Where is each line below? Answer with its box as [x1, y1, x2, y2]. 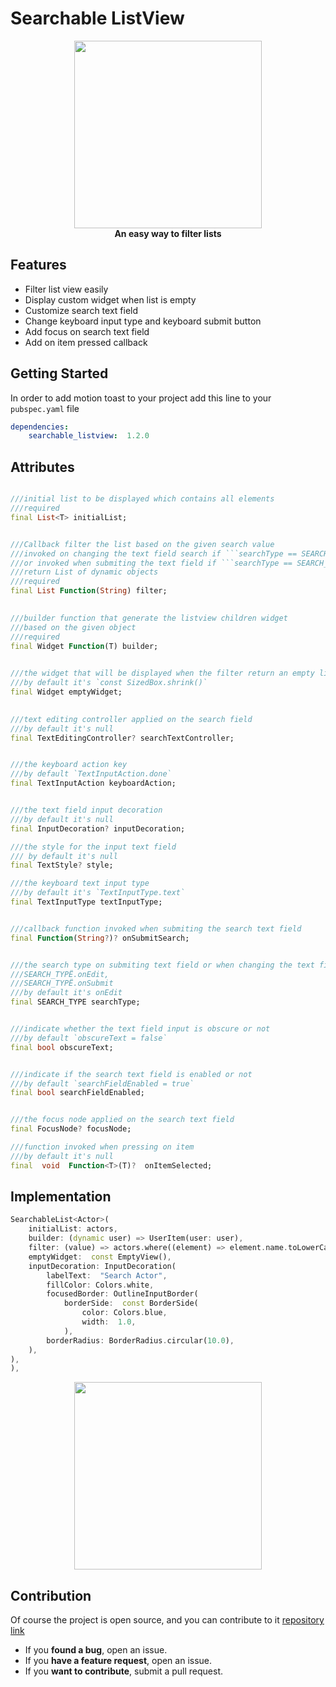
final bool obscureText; [10, 1042, 114, 1052]
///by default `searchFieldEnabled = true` [10, 1078, 195, 1089]
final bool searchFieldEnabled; [10, 1088, 145, 1098]
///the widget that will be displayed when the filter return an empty [10, 668, 315, 679]
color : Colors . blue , [81, 1308, 168, 1318]
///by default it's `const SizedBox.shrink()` [10, 678, 208, 688]
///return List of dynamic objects [10, 567, 159, 577]
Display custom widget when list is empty [24, 293, 197, 306]
